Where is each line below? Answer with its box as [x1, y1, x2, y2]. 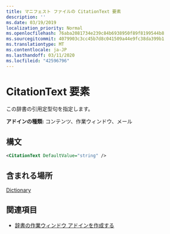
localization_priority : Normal [6, 25, 83, 31]
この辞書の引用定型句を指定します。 [6, 105, 94, 112]
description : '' [6, 14, 46, 20]
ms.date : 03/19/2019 [6, 19, 57, 25]
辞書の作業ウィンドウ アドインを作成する [14, 222, 115, 229]
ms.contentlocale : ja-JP [6, 47, 67, 53]
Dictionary [6, 186, 31, 193]
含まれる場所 [6, 171, 53, 180]
